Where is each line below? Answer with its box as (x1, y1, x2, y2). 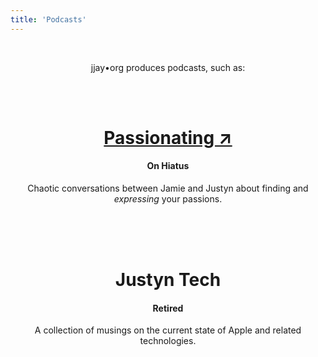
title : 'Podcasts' (10, 14, 87, 25)
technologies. (139, 335, 197, 347)
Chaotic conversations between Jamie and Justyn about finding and (27, 182, 309, 195)
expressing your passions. (113, 193, 223, 205)
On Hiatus (146, 160, 190, 172)
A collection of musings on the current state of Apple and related (34, 324, 302, 336)
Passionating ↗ (103, 126, 233, 149)
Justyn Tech (114, 269, 222, 291)
